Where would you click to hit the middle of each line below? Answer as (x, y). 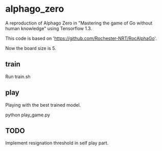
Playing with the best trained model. (43, 105)
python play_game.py (28, 115)
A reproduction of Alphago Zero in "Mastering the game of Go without (79, 23)
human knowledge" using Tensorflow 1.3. (49, 28)
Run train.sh (18, 77)
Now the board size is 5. (31, 48)
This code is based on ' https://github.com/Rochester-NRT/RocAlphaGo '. (81, 38)
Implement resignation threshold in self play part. (57, 143)
